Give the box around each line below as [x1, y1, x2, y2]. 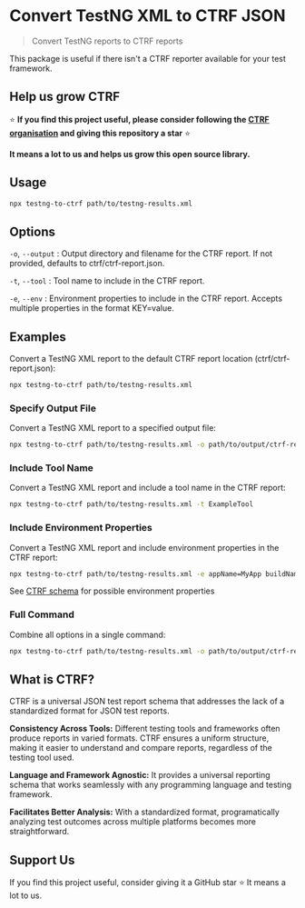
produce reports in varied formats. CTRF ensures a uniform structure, [9, 733, 270, 743]
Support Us [9, 852, 75, 868]
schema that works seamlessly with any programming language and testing [9, 779, 292, 791]
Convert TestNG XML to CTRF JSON [9, 5, 286, 26]
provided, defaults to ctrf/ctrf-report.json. [9, 258, 165, 269]
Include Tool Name [9, 462, 93, 474]
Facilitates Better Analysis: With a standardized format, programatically [9, 806, 280, 818]
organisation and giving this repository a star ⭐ [9, 127, 191, 138]
